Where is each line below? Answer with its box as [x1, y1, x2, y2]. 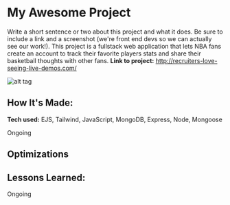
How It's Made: [7, 97, 73, 109]
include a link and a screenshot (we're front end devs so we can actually [7, 34, 212, 43]
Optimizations [7, 149, 69, 160]
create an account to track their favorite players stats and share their [7, 49, 201, 58]
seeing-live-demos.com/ [7, 64, 77, 72]
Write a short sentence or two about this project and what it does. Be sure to [7, 27, 223, 36]
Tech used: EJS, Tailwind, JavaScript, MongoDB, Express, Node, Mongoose [7, 115, 223, 123]
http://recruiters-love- [155, 56, 218, 64]
